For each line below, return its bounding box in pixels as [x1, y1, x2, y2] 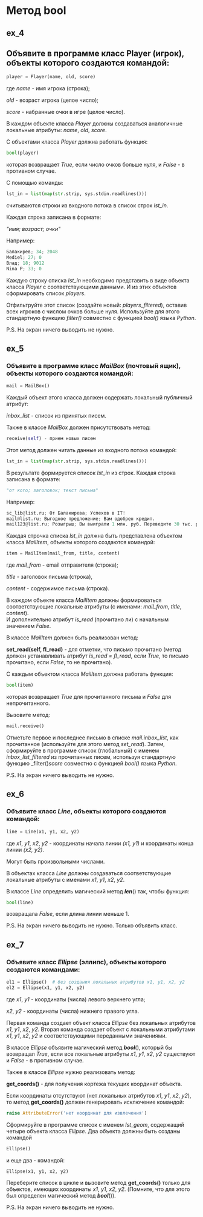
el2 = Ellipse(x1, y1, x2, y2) [6, 984, 85, 991]
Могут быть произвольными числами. [6, 858, 105, 865]
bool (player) [6, 150, 39, 156]
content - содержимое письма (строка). [6, 585, 110, 592]
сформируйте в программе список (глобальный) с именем [6, 747, 159, 754]
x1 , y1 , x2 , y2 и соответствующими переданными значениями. [6, 1032, 167, 1039]
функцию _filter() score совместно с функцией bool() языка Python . [6, 759, 177, 767]
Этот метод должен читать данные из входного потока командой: [6, 446, 177, 453]
